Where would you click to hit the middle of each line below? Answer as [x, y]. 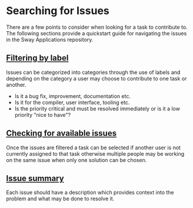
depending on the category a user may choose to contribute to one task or [96, 78]
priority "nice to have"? [43, 115]
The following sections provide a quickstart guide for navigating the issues [96, 33]
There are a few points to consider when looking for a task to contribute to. [97, 27]
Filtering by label [37, 58]
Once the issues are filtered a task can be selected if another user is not [94, 147]
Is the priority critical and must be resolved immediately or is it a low [97, 108]
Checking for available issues [61, 133]
